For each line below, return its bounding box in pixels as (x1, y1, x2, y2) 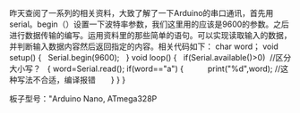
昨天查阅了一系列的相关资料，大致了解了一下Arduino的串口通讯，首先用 (9, 8, 274, 18)
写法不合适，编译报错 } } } (16, 75, 126, 85)
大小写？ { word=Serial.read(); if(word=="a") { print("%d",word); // (9, 63, 281, 74)
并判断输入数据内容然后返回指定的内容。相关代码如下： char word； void (9, 41, 279, 52)
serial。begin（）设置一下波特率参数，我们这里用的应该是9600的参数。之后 (9, 19, 289, 29)
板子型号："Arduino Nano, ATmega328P (9, 93, 158, 104)
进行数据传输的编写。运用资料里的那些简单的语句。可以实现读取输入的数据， (9, 30, 292, 40)
